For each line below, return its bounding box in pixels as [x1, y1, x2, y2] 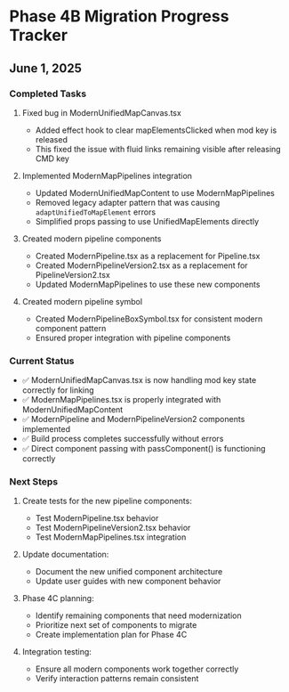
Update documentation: [21, 550, 109, 560]
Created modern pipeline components [21, 233, 162, 244]
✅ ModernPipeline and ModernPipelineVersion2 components [21, 414, 245, 425]
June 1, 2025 [9, 61, 82, 76]
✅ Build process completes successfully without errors [21, 434, 224, 444]
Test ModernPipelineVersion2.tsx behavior [35, 523, 191, 533]
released [35, 134, 68, 144]
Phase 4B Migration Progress [9, 6, 229, 27]
